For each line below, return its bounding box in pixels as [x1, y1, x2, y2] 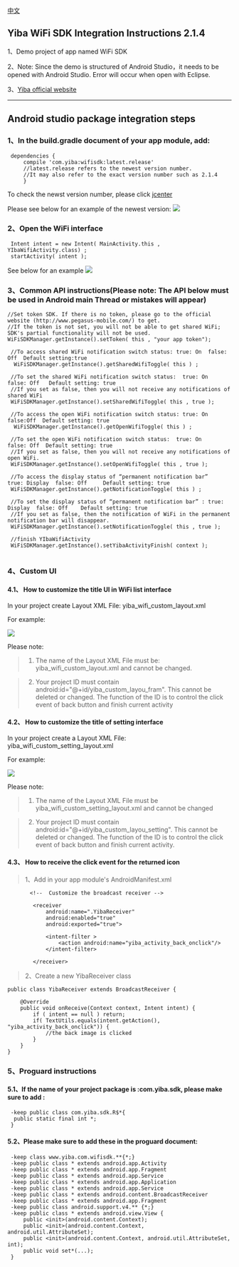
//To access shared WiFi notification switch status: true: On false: [10, 348, 228, 355]
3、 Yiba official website [7, 85, 77, 94]
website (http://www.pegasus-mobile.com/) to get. [7, 317, 161, 325]
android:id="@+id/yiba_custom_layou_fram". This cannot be [35, 685, 212, 694]
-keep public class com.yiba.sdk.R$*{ [10, 1109, 126, 1116]
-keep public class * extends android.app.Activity [10, 1159, 167, 1167]
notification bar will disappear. [7, 517, 110, 525]
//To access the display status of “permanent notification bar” [10, 473, 208, 480]
